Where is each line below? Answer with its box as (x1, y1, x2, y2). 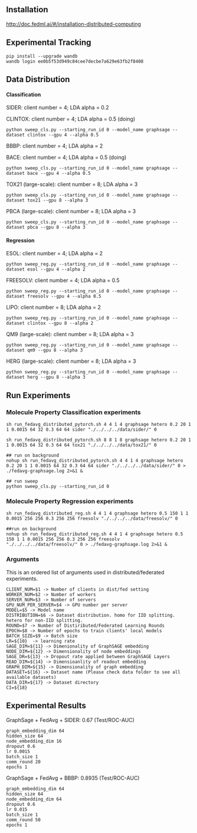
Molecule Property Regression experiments (6, 497, 134, 506)
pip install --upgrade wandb (6, 53, 78, 59)
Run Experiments (6, 390, 71, 401)
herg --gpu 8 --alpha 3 (27, 375, 86, 380)
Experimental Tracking (6, 38, 91, 48)
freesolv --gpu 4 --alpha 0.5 (27, 294, 101, 300)
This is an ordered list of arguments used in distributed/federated (6, 568, 165, 575)
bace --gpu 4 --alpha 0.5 (27, 171, 91, 177)
